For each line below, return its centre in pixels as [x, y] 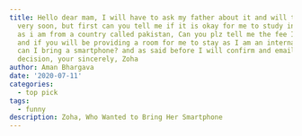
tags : [19, 101]
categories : [31, 84]
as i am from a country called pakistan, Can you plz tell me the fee [152, 34]
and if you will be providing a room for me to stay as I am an [140, 42]
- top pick [38, 92]
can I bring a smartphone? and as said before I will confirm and [144, 51]
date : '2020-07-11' [46, 76]
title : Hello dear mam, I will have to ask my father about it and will [148, 17]
